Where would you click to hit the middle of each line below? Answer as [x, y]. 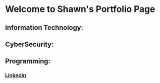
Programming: [28, 61]
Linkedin [16, 76]
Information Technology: [44, 28]
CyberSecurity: [29, 44]
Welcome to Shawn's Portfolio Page [80, 9]
